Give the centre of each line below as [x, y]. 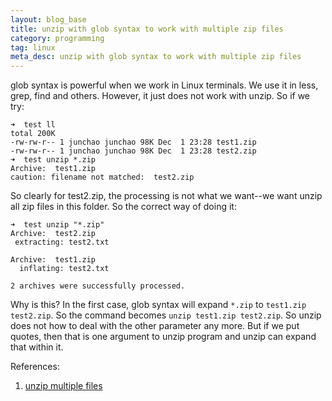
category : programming [57, 38]
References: [35, 367]
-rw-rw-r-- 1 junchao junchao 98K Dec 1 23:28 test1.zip [133, 142]
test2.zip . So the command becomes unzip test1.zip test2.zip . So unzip [166, 315]
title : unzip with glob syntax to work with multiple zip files [147, 29]
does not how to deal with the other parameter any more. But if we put [155, 326]
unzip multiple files [63, 386]
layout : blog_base [48, 19]
